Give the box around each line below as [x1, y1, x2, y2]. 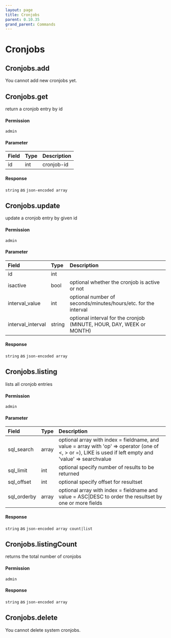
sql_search [8, 446, 34, 453]
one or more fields [58, 500, 103, 507]
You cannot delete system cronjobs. [5, 627, 81, 633]
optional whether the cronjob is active [69, 279, 160, 286]
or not [69, 285, 84, 292]
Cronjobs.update [5, 202, 60, 210]
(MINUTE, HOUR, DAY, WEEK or [69, 321, 146, 328]
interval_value [8, 300, 41, 307]
